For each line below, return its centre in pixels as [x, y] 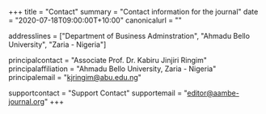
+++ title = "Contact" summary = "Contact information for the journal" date [133, 12]
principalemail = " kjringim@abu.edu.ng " [75, 77]
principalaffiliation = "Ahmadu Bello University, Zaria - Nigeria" [112, 69]
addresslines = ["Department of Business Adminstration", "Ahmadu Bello [129, 36]
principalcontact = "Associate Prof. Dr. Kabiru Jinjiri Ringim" [108, 60]
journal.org [27, 101]
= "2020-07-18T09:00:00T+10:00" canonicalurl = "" [95, 20]
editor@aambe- [213, 93]
